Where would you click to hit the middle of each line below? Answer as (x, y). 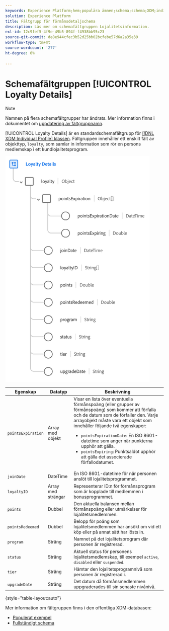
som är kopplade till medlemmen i (108, 491)
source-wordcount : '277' (31, 48)
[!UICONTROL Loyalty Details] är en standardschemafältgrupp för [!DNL (80, 133)
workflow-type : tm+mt (28, 43)
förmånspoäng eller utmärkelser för (110, 509)
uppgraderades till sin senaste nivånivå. (115, 587)
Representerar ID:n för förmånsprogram (115, 486)
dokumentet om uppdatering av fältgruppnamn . (54, 124)
